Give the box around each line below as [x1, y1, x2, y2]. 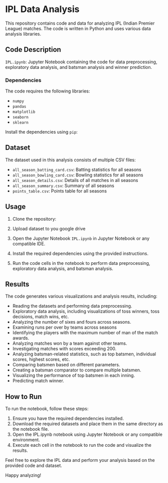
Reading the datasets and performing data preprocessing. [12, 303, 132, 309]
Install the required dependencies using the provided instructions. [12, 250, 149, 256]
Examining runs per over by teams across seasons [12, 324, 117, 330]
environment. [12, 437, 40, 443]
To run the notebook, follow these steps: [5, 406, 89, 412]
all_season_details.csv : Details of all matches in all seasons [12, 177, 138, 183]
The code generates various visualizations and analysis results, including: [5, 293, 157, 300]
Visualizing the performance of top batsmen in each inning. [12, 372, 135, 378]
